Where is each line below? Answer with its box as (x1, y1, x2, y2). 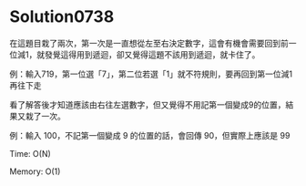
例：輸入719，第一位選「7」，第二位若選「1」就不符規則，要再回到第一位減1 (9, 68, 293, 79)
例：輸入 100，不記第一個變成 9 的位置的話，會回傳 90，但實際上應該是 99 (9, 129, 291, 140)
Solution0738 (9, 6, 115, 27)
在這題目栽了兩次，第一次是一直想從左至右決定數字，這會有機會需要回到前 (9, 37, 289, 48)
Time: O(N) (9, 148, 52, 159)
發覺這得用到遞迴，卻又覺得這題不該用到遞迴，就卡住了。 (44, 48, 260, 60)
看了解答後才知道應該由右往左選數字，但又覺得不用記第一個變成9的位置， (9, 98, 286, 110)
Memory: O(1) (9, 166, 61, 177)
